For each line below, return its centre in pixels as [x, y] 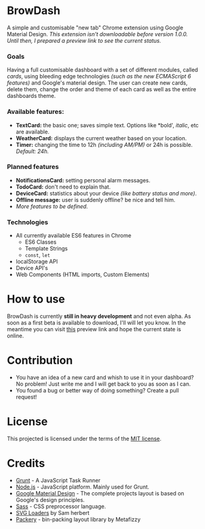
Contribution [40, 360]
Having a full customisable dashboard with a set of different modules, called [103, 70]
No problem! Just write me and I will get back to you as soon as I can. [103, 384]
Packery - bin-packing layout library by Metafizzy [78, 519]
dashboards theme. [31, 96]
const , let [38, 255]
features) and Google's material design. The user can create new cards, [97, 83]
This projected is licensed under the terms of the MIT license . [84, 438]
